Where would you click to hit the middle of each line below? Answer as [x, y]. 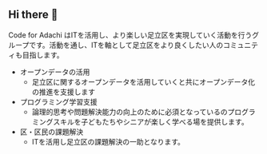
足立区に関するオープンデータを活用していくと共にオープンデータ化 [143, 81]
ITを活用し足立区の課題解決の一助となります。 [108, 141]
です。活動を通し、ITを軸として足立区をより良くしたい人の [126, 45]
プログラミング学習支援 [58, 101]
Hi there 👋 [33, 15]
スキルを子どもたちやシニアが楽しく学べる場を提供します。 [151, 121]
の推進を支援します [64, 92]
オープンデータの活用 [55, 72]
